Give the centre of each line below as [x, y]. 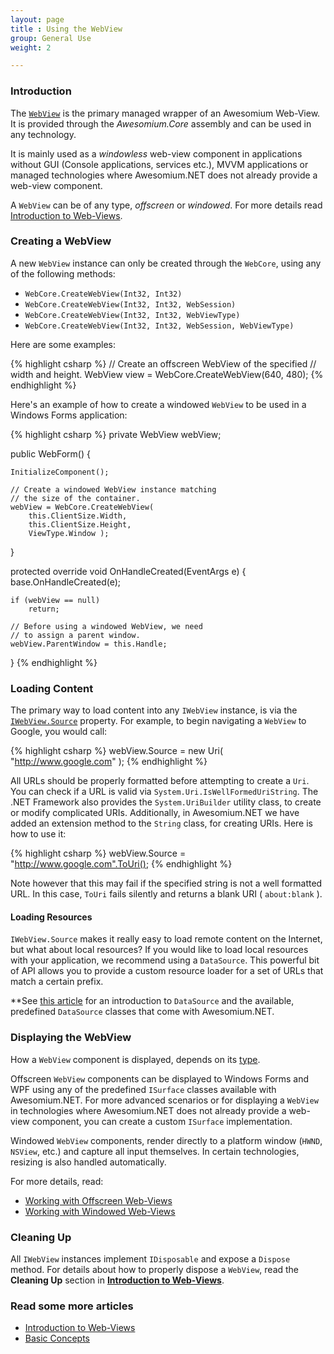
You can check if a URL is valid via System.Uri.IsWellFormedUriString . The [164, 792]
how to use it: [38, 834]
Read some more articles [72, 1306]
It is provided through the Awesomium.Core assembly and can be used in [161, 123]
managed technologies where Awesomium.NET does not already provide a [164, 175]
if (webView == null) [55, 600]
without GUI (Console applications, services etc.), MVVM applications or [159, 164]
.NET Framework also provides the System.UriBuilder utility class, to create [166, 802]
